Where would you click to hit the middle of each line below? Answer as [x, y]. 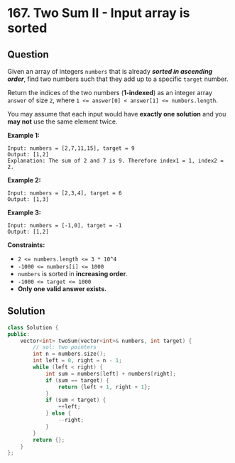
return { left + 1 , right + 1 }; [104, 387]
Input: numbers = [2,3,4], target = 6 [65, 193]
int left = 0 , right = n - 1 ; [77, 361]
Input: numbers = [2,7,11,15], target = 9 [71, 148]
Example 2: [24, 180]
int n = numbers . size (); [70, 354]
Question [28, 54]
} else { [58, 413]
